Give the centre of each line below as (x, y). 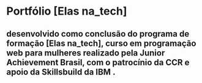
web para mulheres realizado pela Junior (86, 53)
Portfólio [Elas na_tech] (67, 11)
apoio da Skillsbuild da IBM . (61, 72)
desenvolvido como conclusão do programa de (98, 34)
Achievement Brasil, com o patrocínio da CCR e (98, 62)
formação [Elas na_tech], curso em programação (101, 43)
